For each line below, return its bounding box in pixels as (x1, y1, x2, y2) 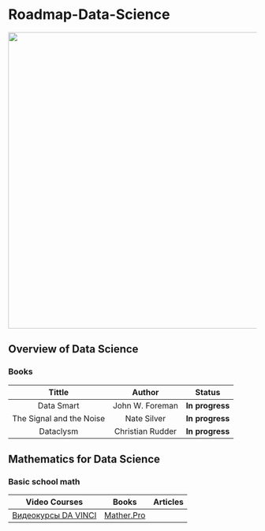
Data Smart (38, 400, 80, 411)
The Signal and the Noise (12, 412, 106, 424)
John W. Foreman (113, 400, 179, 411)
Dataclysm (39, 425, 79, 436)
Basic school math (8, 476, 80, 487)
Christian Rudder (114, 425, 177, 436)
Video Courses (25, 496, 84, 507)
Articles (153, 496, 184, 507)
